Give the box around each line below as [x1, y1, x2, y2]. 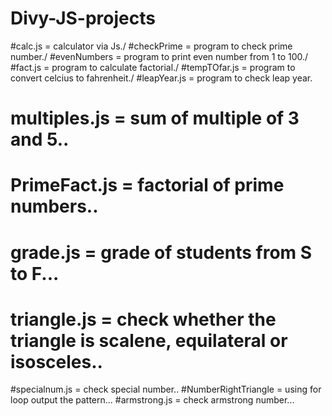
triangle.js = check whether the [10, 308, 277, 331]
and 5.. [10, 128, 70, 151]
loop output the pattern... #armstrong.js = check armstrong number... [10, 394, 295, 406]
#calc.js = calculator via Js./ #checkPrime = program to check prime [10, 40, 293, 52]
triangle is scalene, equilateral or [10, 329, 288, 352]
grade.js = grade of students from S [10, 241, 313, 264]
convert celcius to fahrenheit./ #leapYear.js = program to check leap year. [10, 72, 313, 84]
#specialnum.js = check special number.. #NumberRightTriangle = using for [10, 383, 322, 396]
